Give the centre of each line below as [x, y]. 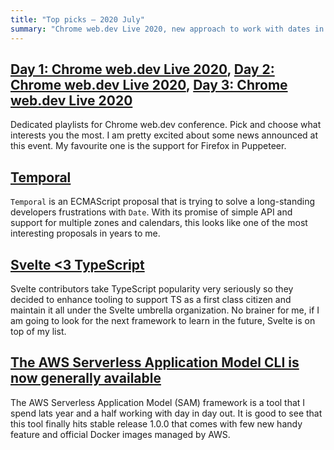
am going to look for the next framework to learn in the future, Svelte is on [163, 320]
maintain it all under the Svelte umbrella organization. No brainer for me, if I [165, 310]
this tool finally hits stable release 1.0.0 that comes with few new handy [156, 423]
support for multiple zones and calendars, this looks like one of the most [159, 223]
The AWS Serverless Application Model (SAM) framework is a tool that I [158, 402]
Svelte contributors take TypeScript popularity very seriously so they [152, 288]
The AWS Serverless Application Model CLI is [155, 362]
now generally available [86, 378]
